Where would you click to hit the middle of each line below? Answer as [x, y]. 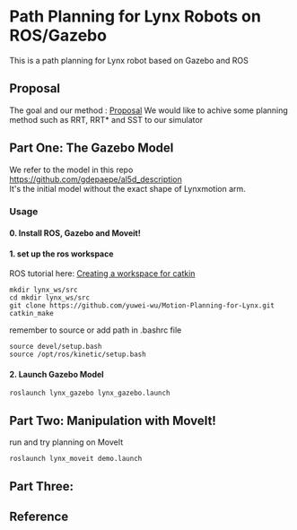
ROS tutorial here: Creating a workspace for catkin [102, 274]
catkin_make [31, 314]
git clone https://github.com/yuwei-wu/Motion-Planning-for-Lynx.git [142, 306]
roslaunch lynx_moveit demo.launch [76, 459]
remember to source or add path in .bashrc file [96, 330]
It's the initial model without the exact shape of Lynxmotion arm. [128, 188]
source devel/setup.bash [56, 347]
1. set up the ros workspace [61, 254]
